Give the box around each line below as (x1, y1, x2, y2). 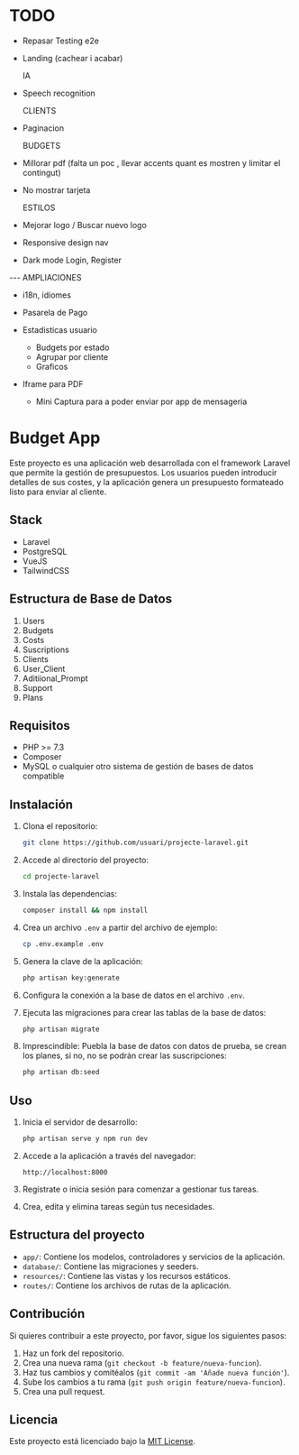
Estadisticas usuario (22, 324, 97, 335)
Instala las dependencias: (22, 888, 117, 898)
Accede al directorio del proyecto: (22, 854, 149, 865)
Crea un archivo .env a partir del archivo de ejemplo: (22, 922, 218, 933)
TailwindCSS (22, 565, 70, 576)
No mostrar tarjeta (22, 184, 91, 195)
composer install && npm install (22, 906, 149, 915)
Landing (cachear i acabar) (22, 52, 123, 63)
